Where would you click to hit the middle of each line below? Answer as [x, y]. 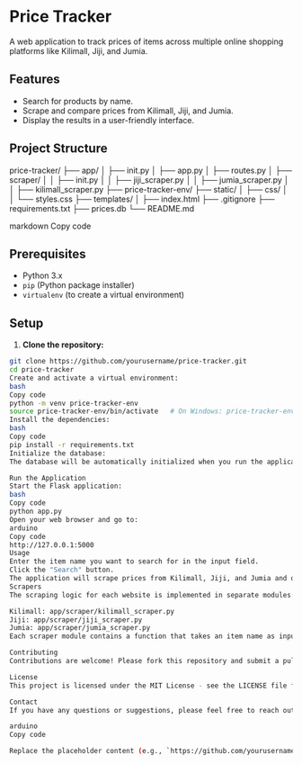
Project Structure [58, 149]
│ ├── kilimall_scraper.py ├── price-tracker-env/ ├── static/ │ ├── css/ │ [149, 189]
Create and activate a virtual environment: [94, 378]
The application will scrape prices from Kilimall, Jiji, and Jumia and [148, 579]
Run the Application [48, 478]
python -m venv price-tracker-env [74, 403]
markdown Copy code [50, 226]
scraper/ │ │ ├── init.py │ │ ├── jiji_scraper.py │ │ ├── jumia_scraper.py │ [149, 180]
